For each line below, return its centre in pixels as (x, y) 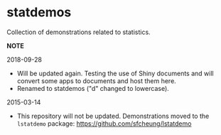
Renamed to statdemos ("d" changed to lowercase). (93, 88)
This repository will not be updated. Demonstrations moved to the (113, 116)
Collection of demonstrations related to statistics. (79, 32)
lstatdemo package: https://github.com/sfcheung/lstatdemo (104, 123)
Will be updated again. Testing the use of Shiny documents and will (115, 73)
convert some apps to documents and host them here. (97, 81)
